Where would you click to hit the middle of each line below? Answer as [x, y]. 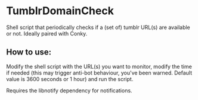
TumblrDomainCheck [60, 11]
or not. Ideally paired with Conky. [47, 33]
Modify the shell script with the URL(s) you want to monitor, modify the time [99, 66]
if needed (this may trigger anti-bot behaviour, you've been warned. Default [99, 73]
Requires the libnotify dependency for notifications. [69, 91]
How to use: [29, 52]
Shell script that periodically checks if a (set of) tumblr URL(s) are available [98, 27]
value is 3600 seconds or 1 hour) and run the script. [70, 79]
